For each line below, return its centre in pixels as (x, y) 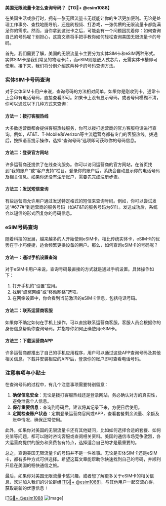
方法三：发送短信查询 (27, 189)
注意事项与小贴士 (25, 373)
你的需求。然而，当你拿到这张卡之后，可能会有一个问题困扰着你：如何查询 (85, 31)
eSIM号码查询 (21, 227)
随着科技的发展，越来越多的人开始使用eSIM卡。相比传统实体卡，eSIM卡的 (81, 239)
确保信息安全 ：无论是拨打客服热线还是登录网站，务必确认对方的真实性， (86, 395)
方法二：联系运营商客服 (29, 310)
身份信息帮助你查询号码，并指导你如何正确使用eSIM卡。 (62, 328)
